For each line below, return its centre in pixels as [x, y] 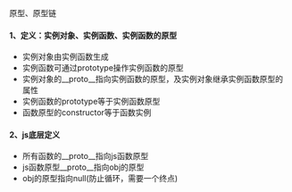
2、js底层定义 [35, 134]
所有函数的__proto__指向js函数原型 [85, 156]
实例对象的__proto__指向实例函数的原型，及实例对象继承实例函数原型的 [153, 79]
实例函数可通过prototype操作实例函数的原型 [103, 68]
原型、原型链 [33, 13]
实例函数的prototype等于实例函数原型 [91, 102]
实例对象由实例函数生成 [65, 57]
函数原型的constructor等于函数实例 [87, 113]
